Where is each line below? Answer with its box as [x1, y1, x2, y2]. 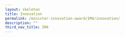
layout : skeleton [5, 7, 40, 12]
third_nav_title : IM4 [5, 25, 49, 30]
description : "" [5, 20, 38, 25]
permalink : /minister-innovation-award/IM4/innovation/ [5, 16, 120, 21]
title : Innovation [5, 12, 42, 16]
